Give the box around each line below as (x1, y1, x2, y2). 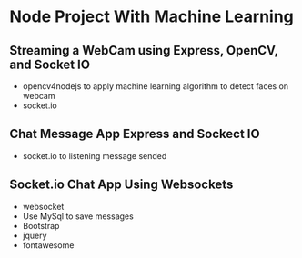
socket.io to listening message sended (22, 150, 167, 161)
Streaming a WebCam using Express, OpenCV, (9, 43, 279, 58)
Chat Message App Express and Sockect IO (9, 126, 261, 142)
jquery (22, 230, 47, 241)
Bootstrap (22, 220, 60, 231)
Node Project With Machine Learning (9, 6, 294, 27)
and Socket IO (9, 56, 91, 72)
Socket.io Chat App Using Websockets (9, 177, 234, 193)
